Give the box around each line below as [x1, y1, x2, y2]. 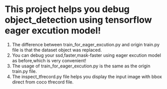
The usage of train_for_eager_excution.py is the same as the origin [12, 63, 151, 69]
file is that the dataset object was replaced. [12, 47, 102, 53]
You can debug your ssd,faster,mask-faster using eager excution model [12, 52, 161, 58]
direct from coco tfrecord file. [12, 79, 74, 85]
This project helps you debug [5, 4, 130, 15]
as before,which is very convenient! [12, 57, 87, 63]
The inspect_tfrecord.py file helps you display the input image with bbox [12, 73, 162, 79]
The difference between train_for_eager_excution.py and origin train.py [12, 41, 160, 47]
